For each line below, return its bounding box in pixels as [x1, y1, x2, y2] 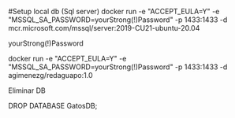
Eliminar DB [8, 86, 46, 95]
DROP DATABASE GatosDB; [8, 101, 98, 110]
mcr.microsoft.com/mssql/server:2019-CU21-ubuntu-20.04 [8, 24, 200, 32]
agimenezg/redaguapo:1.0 [8, 71, 93, 79]
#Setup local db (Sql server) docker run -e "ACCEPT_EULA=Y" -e [8, 7, 220, 16]
